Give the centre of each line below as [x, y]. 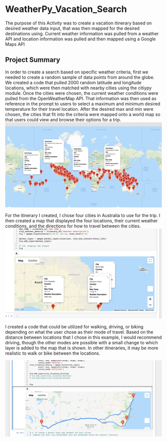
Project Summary [33, 60]
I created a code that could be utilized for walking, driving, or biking [74, 327]
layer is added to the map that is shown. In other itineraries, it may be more [82, 348]
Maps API [15, 44]
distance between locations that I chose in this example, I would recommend [83, 337]
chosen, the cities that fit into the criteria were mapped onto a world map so [83, 114]
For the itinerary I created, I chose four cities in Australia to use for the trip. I [83, 215]
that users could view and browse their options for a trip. [63, 119]
